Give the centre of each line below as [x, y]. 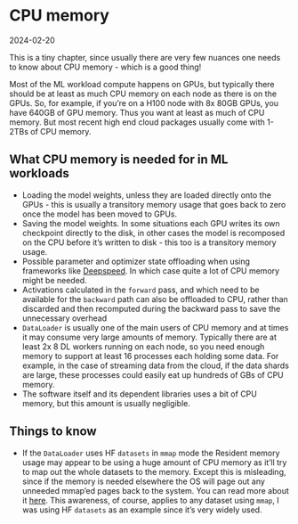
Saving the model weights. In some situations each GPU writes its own [151, 223]
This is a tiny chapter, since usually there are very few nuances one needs [145, 57]
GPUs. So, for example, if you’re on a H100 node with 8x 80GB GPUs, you [144, 102]
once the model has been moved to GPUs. [100, 214]
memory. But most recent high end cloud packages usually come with [137, 122]
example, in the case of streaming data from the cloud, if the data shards [155, 365]
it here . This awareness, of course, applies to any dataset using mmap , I [150, 500]
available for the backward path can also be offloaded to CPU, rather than [155, 299]
